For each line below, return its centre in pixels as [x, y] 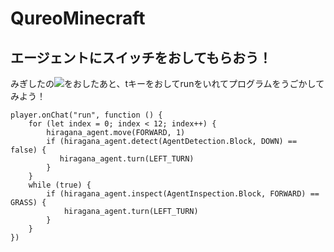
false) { [28, 150]
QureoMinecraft [78, 18]
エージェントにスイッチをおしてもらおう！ [141, 57]
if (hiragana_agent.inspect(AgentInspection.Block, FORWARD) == [183, 194]
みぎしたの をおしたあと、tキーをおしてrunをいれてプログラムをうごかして [167, 83]
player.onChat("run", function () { [86, 115]
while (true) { [60, 185]
